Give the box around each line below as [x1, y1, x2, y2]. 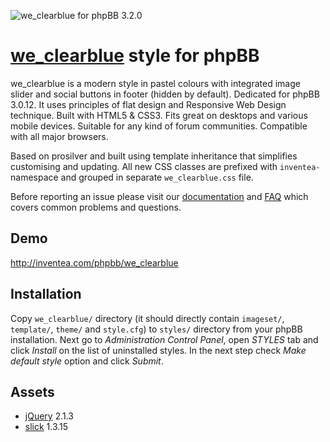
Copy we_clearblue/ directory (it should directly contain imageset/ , [10, 312, 285, 324]
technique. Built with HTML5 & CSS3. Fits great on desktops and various [10, 109, 308, 121]
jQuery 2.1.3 [24, 410, 75, 422]
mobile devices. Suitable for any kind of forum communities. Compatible [10, 120, 308, 132]
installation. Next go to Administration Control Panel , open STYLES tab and [10, 333, 319, 345]
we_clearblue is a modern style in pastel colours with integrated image [10, 77, 301, 89]
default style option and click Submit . [10, 355, 164, 367]
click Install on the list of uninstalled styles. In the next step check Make [10, 344, 307, 356]
